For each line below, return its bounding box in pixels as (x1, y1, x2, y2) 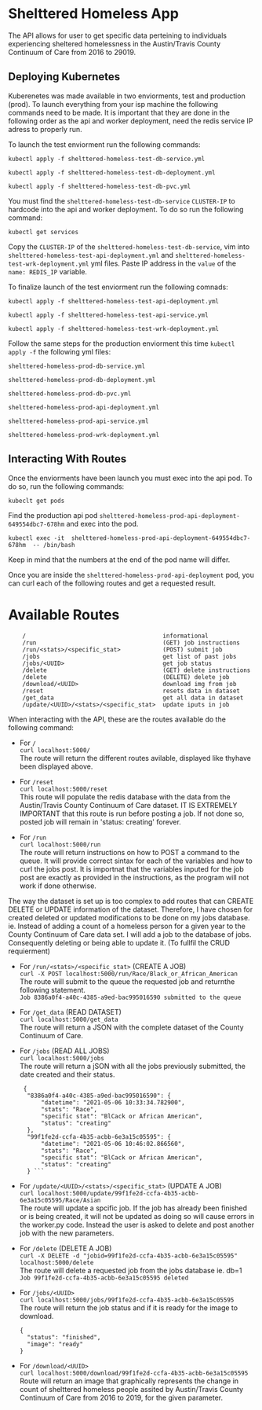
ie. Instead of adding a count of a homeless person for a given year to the (8, 921, 246, 931)
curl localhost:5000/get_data (19, 1015, 119, 1023)
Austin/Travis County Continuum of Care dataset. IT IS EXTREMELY (19, 800, 238, 810)
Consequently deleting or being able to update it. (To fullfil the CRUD (8, 938, 230, 947)
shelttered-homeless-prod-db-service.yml (8, 362, 146, 370)
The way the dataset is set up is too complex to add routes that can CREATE (8, 896, 254, 905)
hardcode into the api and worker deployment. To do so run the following (8, 204, 244, 214)
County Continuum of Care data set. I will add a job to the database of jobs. (8, 929, 252, 939)
